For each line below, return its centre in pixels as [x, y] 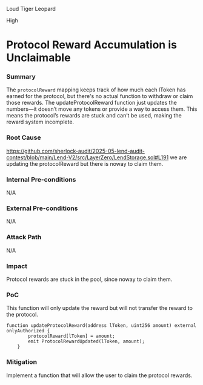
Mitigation [22, 362]
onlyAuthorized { [28, 331]
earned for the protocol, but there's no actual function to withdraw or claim [100, 96]
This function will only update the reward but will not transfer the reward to [99, 308]
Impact [17, 266]
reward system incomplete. [40, 122]
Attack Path [24, 237]
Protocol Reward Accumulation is [92, 45]
